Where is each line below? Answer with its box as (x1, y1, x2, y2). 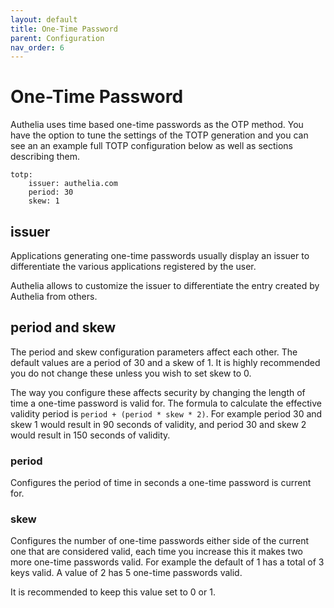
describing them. (10, 151, 80, 163)
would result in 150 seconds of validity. (10, 429, 171, 441)
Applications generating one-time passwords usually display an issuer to (10, 250, 310, 261)
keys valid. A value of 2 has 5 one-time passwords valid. (10, 567, 243, 579)
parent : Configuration (10, 33, 105, 43)
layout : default (10, 14, 78, 25)
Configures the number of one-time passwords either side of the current (10, 535, 310, 547)
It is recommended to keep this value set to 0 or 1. (10, 586, 216, 598)
